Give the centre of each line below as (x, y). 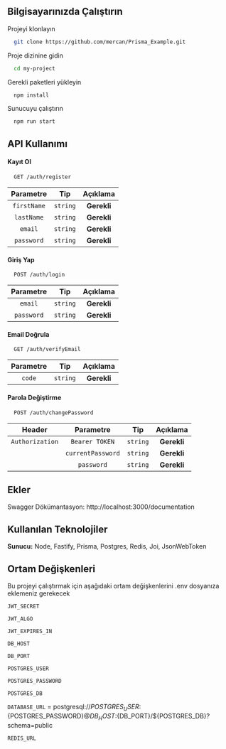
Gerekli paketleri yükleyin (44, 82)
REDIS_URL (22, 738)
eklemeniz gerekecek (39, 593)
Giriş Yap (21, 259)
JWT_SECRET (23, 606)
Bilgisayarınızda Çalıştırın (65, 12)
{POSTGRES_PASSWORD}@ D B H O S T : (62, 717)
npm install (32, 95)
